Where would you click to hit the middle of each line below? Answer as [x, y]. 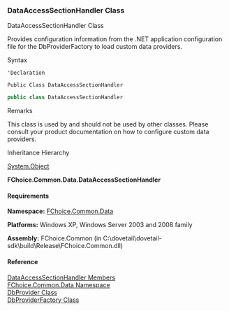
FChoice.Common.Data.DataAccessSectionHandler [84, 180]
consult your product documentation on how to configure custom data [108, 132]
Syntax [17, 60]
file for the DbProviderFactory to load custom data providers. [95, 47]
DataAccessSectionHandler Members [61, 277]
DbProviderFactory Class [43, 300]
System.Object [28, 166]
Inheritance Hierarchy [38, 153]
